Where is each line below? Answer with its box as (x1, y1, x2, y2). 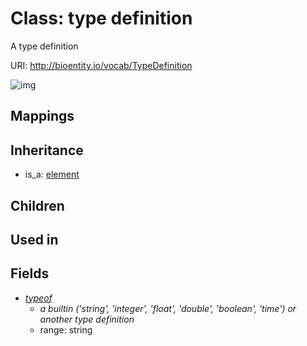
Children (10, 197, 65, 214)
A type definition (10, 40, 79, 52)
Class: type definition (10, 7, 193, 30)
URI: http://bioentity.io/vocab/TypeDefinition (10, 59, 193, 71)
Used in (10, 231, 59, 248)
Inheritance (10, 142, 84, 159)
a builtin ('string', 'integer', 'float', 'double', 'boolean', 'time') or (39, 302, 297, 314)
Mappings (10, 108, 75, 125)
